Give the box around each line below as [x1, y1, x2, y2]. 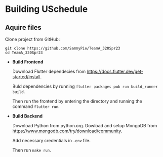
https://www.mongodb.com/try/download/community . [12, 128, 122, 134]
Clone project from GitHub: [5, 36, 60, 42]
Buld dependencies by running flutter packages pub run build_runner [12, 83, 158, 89]
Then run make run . [12, 147, 51, 153]
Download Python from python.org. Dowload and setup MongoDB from [12, 123, 157, 128]
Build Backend [12, 113, 43, 119]
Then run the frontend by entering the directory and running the [12, 98, 142, 104]
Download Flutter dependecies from [12, 68, 86, 74]
